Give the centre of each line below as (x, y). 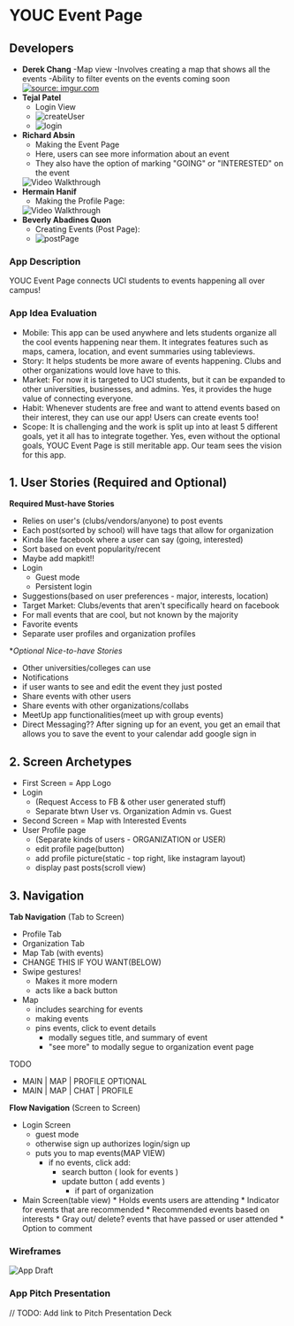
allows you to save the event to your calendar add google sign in (139, 734)
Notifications (45, 677)
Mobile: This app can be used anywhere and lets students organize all (149, 332)
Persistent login (64, 587)
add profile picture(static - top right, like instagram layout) (140, 859)
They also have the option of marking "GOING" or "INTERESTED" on (159, 163)
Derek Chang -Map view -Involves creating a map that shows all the (146, 69)
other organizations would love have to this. (101, 370)
